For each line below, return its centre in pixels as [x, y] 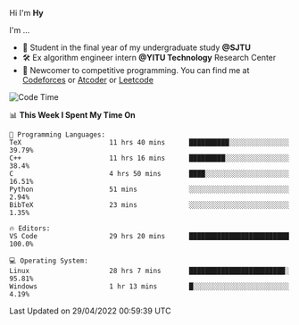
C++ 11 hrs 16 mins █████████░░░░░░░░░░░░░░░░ [149, 158]
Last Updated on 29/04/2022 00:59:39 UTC [90, 311]
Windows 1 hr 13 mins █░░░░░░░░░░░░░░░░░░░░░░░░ [149, 287]
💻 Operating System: [49, 261]
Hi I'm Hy [26, 13]
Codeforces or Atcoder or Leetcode [88, 80]
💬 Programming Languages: [57, 135]
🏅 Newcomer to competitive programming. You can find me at [136, 70]
